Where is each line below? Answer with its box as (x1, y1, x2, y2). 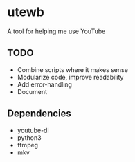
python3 (17, 133, 42, 142)
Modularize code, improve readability (17, 73, 124, 81)
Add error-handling (17, 80, 73, 89)
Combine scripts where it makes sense (17, 65, 128, 73)
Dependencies (7, 108, 71, 120)
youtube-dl (17, 126, 50, 134)
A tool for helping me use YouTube (7, 27, 106, 35)
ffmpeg (17, 141, 39, 149)
